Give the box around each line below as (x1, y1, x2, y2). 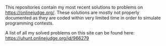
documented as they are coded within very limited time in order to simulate (5, 15, 161, 20)
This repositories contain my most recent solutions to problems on (5, 4, 143, 10)
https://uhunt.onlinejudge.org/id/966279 (5, 35, 89, 41)
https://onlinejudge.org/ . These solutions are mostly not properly (5, 9, 140, 15)
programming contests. (5, 20, 54, 26)
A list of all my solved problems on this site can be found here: (5, 30, 135, 35)
